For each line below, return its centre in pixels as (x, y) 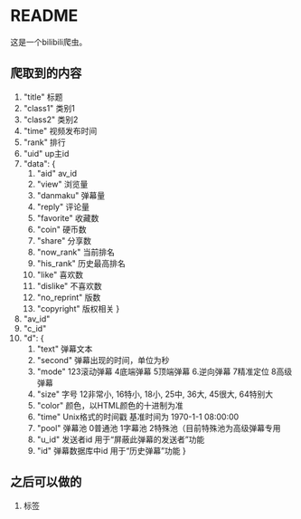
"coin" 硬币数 (61, 229)
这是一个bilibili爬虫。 (49, 42)
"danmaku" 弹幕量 (71, 195)
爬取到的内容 (46, 73)
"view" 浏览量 (62, 184)
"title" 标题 (43, 97)
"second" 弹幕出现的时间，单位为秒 (103, 360)
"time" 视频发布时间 (60, 130)
